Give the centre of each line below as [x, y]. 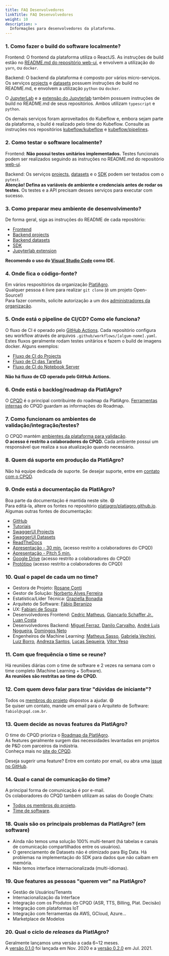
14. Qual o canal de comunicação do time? [58, 779]
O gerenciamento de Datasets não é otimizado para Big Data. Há [80, 852]
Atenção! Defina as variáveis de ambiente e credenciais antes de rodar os [84, 185]
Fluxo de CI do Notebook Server [46, 367]
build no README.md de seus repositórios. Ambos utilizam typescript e [80, 103]
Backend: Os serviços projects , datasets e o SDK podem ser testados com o [84, 174]
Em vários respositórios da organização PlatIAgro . [57, 285]
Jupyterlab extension [35, 251]
